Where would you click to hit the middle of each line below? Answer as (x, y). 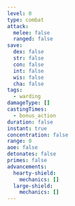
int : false (29, 71)
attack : (18, 26)
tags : (15, 90)
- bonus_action (35, 115)
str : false (29, 58)
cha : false (29, 84)
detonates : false (32, 154)
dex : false (29, 52)
